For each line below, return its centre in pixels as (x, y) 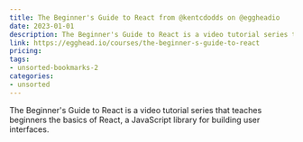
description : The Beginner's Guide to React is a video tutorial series (149, 34)
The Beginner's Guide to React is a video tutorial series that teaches (136, 110)
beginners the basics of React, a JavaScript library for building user (135, 120)
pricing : (26, 51)
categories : (32, 76)
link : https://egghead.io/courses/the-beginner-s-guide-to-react (134, 43)
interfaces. (29, 129)
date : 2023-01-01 (42, 26)
